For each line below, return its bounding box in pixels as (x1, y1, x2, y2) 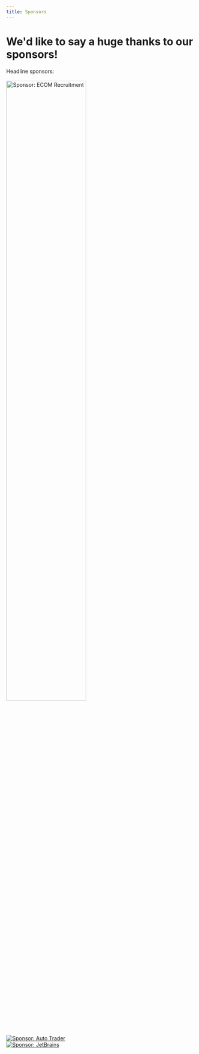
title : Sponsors (6, 8, 47, 15)
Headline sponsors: (6, 67, 55, 75)
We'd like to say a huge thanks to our (6, 34, 194, 48)
